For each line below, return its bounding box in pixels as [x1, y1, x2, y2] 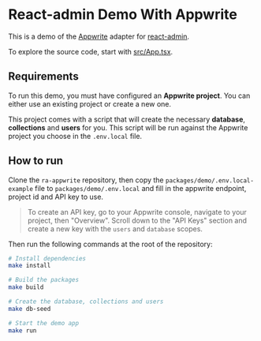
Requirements [8, 69, 79, 84]
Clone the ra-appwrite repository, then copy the [8, 175, 164, 185]
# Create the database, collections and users [8, 298, 164, 305]
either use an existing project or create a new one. [8, 99, 172, 108]
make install [8, 262, 51, 270]
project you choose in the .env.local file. [8, 131, 143, 141]
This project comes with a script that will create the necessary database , [8, 114, 246, 124]
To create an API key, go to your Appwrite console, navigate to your [27, 207, 247, 216]
